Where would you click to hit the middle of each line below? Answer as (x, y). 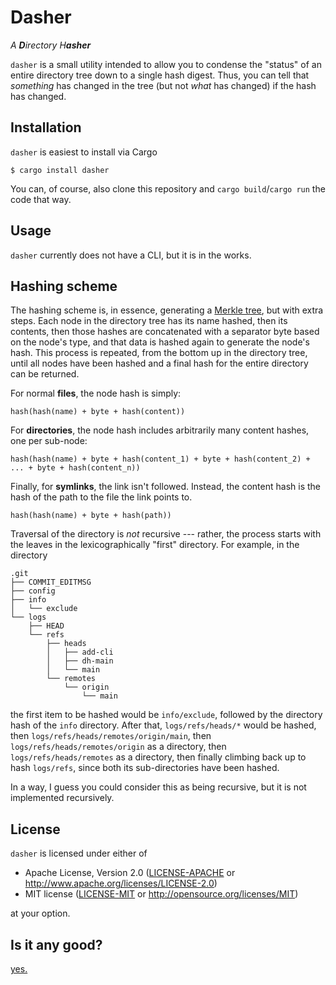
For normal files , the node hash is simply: (96, 393)
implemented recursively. (62, 798)
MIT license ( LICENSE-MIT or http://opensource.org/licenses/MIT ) (161, 894)
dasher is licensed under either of (79, 853)
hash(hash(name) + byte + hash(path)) (91, 516)
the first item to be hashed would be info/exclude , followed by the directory (166, 715)
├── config (33, 591)
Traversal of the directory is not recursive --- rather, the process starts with (166, 534)
